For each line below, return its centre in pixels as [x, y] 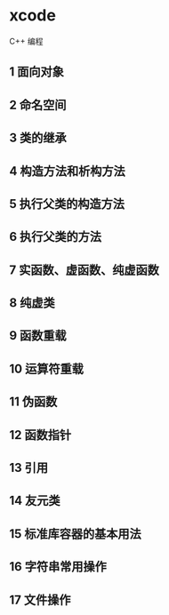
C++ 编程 [26, 41]
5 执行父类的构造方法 [67, 204]
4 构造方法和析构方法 [68, 171]
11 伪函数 [33, 402]
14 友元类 [35, 501]
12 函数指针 [40, 435]
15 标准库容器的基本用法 [76, 534]
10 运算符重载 [47, 368]
